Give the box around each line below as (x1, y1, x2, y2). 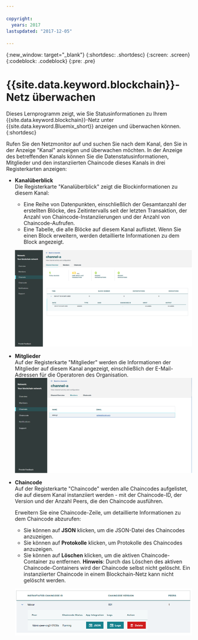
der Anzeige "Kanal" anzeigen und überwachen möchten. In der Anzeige (6, 147, 183, 154)
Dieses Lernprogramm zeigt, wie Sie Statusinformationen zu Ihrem (6, 110, 167, 117)
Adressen (14, 371, 38, 378)
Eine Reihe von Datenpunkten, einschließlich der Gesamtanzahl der (23, 201, 187, 208)
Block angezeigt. (23, 239, 65, 246)
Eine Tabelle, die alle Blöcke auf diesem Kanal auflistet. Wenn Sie (23, 226, 181, 233)
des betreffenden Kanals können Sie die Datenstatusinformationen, (6, 153, 169, 160)
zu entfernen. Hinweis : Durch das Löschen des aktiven (49, 558, 183, 565)
